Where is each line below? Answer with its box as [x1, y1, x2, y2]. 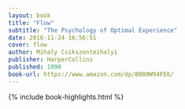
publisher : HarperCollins [8, 56, 93, 64]
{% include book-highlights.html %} [8, 92, 124, 101]
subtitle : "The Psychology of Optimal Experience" [8, 26, 178, 34]
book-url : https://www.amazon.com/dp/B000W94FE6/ [8, 70, 175, 78]
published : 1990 [8, 63, 61, 71]
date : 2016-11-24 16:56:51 [8, 33, 97, 42]
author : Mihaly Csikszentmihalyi [8, 48, 118, 56]
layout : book [8, 11, 51, 20]
